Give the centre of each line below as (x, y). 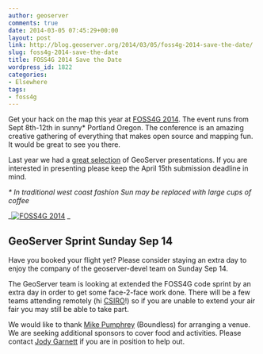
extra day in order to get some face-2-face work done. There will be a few (130, 292)
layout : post (30, 38)
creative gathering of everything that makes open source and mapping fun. (131, 137)
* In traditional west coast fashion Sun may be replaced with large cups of (130, 192)
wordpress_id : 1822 (40, 67)
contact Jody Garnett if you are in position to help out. (96, 341)
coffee (19, 201)
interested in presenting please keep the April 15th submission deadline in (128, 168)
